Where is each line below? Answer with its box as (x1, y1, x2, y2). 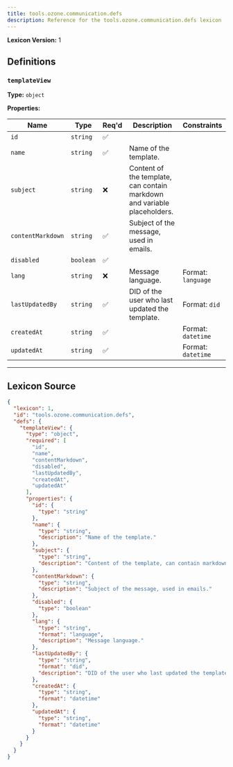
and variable (129, 199, 170, 208)
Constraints (182, 121, 223, 130)
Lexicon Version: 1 (7, 35, 61, 44)
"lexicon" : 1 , (13, 405, 54, 412)
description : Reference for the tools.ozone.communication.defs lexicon (7, 17, 222, 24)
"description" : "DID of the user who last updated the (37, 669, 200, 677)
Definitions (7, 56, 56, 67)
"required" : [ (25, 437, 67, 444)
